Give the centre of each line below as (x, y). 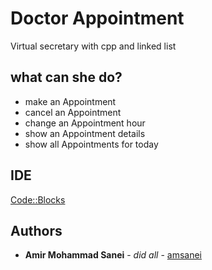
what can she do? (66, 77)
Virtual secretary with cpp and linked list (93, 46)
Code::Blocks (38, 199)
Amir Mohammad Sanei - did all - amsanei (113, 255)
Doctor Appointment (97, 18)
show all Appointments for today (91, 144)
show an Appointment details (85, 133)
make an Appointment (70, 101)
